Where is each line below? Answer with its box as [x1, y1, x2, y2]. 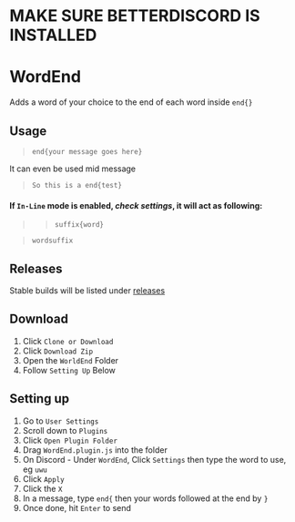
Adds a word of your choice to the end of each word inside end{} [9, 97, 253, 107]
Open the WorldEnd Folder [22, 354, 119, 365]
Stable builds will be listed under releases [9, 284, 166, 296]
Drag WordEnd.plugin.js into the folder [22, 444, 168, 455]
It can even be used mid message [9, 163, 137, 174]
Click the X [22, 483, 63, 494]
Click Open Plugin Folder [22, 435, 118, 445]
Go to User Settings [22, 415, 99, 426]
